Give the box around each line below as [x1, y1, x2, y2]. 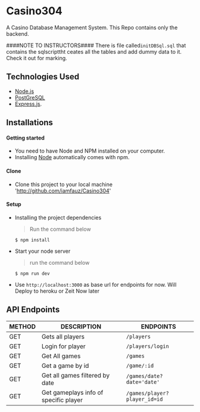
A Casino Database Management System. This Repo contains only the [6, 24, 178, 31]
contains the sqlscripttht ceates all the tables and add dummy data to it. [6, 48, 182, 55]
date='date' [126, 379, 160, 385]
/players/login [126, 343, 170, 349]
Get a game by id [41, 361, 89, 370]
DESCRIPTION [60, 322, 102, 330]
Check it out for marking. [6, 54, 67, 61]
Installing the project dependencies [14, 213, 102, 221]
